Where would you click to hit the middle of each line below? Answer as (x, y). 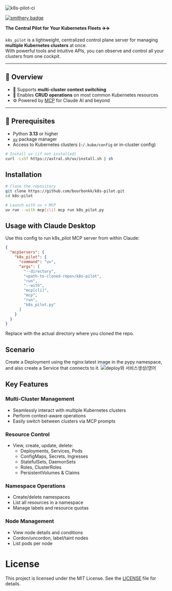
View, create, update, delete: (43, 446)
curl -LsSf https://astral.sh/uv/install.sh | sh (59, 159)
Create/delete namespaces (41, 497)
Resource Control (28, 434)
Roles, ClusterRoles (41, 467)
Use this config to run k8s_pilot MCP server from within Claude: (72, 238)
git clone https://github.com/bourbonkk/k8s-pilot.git (65, 191)
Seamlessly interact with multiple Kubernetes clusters (69, 410)
